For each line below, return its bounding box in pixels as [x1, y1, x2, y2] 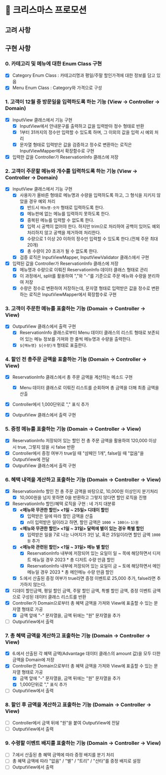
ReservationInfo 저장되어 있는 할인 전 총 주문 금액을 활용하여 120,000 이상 [12, 438, 157, 444]
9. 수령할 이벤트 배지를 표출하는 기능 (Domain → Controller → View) [5, 739, 162, 746]
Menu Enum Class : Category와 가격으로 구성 [12, 85, 102, 91]
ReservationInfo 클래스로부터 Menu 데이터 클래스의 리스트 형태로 [19, 330, 147, 336]
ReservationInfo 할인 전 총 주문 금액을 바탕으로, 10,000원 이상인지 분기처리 [12, 488, 158, 494]
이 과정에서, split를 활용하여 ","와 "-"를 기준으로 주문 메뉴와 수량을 [19, 273, 147, 279]
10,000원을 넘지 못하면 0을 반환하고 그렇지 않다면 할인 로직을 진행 [19, 494, 147, 500]
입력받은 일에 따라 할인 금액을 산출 [27, 513, 93, 519]
